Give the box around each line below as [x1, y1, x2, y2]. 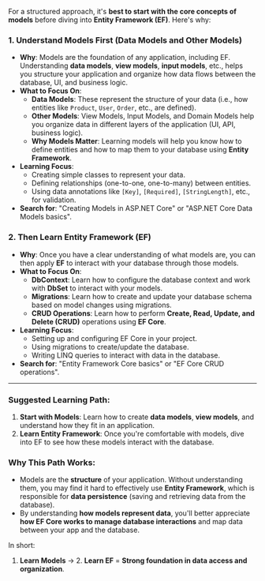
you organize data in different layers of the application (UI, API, [31, 120, 236, 129]
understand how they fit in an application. [19, 420, 155, 429]
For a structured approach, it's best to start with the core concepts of [8, 7, 237, 16]
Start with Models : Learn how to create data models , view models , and [19, 412, 255, 422]
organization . [19, 564, 65, 574]
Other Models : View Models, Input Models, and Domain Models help [31, 111, 255, 121]
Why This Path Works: [8, 457, 96, 468]
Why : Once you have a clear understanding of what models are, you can [19, 249, 256, 259]
